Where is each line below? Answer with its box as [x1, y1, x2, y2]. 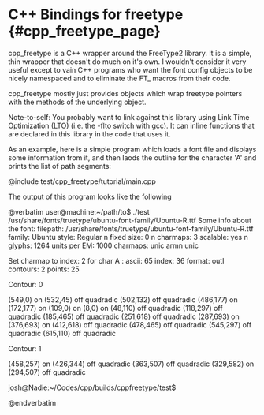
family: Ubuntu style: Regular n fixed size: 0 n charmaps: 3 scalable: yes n [8, 232, 248, 241]
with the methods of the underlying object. [8, 97, 147, 107]
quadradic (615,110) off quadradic [8, 328, 117, 338]
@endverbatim [8, 398, 57, 407]
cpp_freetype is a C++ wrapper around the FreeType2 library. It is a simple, [8, 48, 252, 58]
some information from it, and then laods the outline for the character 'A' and [8, 152, 257, 163]
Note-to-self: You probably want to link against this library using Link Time [8, 112, 250, 122]
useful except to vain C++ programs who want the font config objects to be [8, 65, 253, 74]
